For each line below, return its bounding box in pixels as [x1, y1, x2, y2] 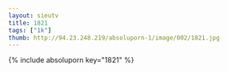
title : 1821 [8, 19, 48, 27]
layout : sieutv [8, 11, 59, 20]
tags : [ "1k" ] [8, 26, 52, 34]
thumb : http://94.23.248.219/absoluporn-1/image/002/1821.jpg [8, 33, 220, 42]
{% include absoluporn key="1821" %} [8, 55, 134, 65]
